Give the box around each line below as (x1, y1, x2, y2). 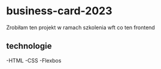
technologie (6, 41, 52, 51)
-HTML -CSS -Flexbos (6, 57, 62, 64)
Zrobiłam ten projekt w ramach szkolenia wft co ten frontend (6, 24, 156, 31)
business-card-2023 (6, 4, 113, 18)
